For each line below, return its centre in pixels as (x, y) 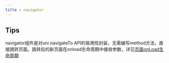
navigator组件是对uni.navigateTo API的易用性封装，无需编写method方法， (82, 43)
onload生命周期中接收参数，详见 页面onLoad (113, 49)
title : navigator (25, 10)
